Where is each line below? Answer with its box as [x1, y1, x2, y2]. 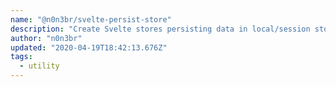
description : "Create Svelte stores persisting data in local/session [10, 24, 311, 34]
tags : [10, 52, 33, 62]
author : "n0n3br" [10, 33, 83, 43]
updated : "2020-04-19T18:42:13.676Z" [10, 42, 168, 53]
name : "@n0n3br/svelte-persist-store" [10, 14, 172, 25]
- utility [19, 61, 60, 71]
